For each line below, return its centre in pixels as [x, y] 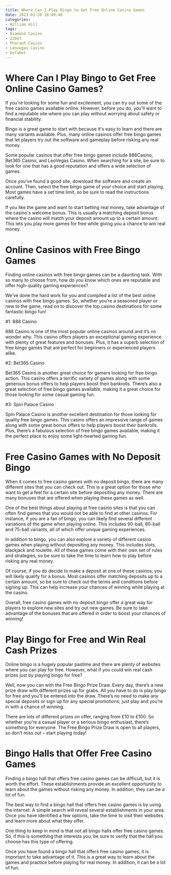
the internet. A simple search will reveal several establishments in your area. [85, 810]
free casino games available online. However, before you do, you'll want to [84, 108]
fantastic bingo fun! [26, 312]
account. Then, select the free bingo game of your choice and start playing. [85, 187]
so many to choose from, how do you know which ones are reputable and [83, 280]
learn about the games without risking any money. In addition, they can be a [85, 789]
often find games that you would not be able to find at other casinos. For [81, 513]
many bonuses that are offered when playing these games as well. [75, 498]
